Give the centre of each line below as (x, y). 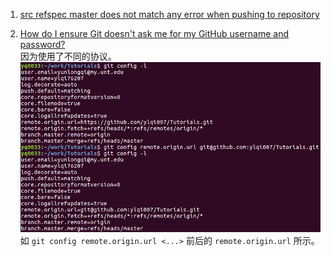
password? (42, 44)
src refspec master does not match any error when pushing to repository (169, 14)
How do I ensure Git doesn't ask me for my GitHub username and (154, 33)
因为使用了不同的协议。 (68, 56)
